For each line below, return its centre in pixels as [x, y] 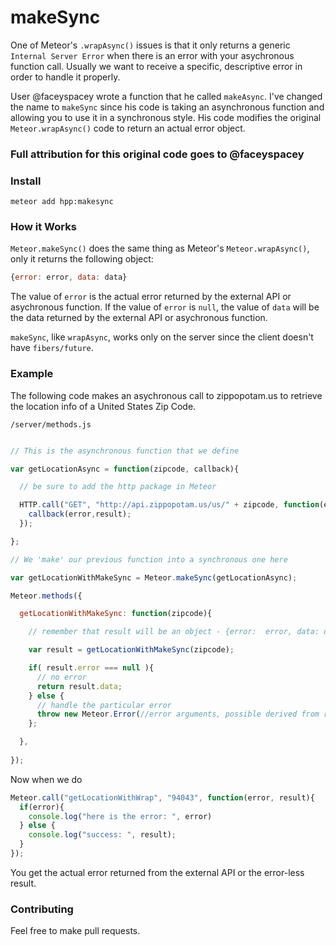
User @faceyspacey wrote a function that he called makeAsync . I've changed [166, 96]
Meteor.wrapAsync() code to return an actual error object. [128, 128]
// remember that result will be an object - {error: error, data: [174, 632]
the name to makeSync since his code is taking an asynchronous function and [167, 107]
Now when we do [46, 779]
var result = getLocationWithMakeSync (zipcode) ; [131, 650]
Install [26, 181]
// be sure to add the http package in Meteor [118, 487]
